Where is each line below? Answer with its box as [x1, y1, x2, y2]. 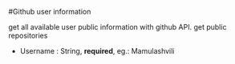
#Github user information [8, 7, 91, 16]
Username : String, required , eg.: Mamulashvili [19, 46, 175, 55]
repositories [8, 31, 48, 40]
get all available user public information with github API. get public [8, 22, 227, 31]
